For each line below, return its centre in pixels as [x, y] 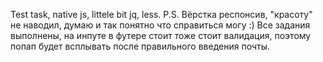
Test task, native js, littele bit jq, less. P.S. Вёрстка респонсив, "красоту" [161, 14]
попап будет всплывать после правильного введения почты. [140, 46]
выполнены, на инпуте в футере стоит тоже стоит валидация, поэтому [161, 35]
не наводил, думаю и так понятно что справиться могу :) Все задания [160, 25]
